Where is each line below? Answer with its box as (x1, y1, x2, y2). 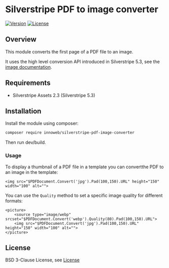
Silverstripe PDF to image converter (5, 4, 158, 15)
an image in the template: (5, 169, 58, 175)
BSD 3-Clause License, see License (5, 257, 80, 263)
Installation (5, 107, 41, 115)
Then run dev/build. (5, 139, 47, 145)
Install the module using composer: (5, 121, 78, 127)
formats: (5, 197, 23, 204)
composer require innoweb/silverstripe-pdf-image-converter (5, 130, 135, 135)
